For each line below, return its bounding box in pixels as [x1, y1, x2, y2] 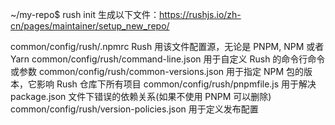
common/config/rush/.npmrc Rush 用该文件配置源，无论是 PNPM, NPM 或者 [10, 41, 325, 52]
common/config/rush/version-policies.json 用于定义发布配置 [10, 103, 259, 115]
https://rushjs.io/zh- [158, 9, 242, 20]
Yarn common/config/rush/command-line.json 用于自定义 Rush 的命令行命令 [10, 53, 326, 65]
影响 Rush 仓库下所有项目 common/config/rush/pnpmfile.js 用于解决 [36, 78, 317, 90]
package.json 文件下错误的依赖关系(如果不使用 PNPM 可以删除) [10, 91, 272, 102]
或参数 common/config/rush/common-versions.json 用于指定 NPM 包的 [10, 66, 305, 77]
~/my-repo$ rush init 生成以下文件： [10, 9, 160, 20]
